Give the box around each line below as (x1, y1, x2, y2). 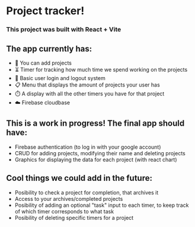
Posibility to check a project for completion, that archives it (14, 188, 159, 196)
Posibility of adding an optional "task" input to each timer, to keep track (14, 202, 189, 209)
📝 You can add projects (14, 59, 72, 66)
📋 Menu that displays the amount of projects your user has (14, 81, 160, 88)
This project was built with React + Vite (6, 25, 122, 34)
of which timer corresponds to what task (14, 207, 114, 215)
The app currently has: (6, 43, 92, 54)
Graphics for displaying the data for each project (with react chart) (14, 156, 177, 163)
